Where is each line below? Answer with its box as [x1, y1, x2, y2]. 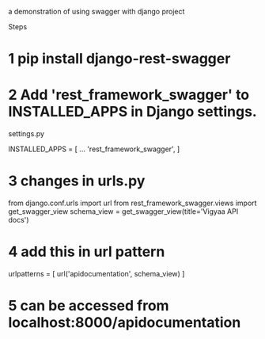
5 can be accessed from [8, 297, 169, 315]
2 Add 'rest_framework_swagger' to [8, 86, 250, 104]
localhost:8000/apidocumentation [8, 314, 241, 332]
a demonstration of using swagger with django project [8, 7, 185, 16]
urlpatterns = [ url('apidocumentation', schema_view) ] [8, 269, 185, 278]
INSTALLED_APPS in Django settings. [8, 103, 257, 121]
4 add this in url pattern [8, 243, 165, 261]
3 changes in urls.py [8, 172, 146, 190]
